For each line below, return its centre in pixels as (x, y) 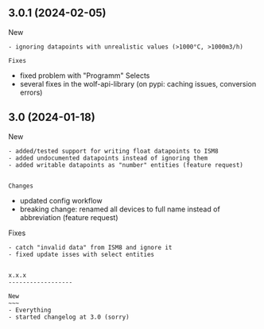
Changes (21, 186)
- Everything (30, 310)
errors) (31, 92)
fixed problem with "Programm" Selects (85, 75)
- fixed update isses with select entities (82, 254)
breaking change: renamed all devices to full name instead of (120, 209)
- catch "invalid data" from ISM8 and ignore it (90, 247)
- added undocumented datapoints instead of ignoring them (108, 158)
